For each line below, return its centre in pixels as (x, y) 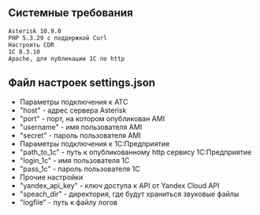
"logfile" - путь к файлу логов (69, 202)
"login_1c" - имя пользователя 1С (74, 160)
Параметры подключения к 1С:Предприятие (95, 143)
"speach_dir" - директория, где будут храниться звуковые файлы (129, 194)
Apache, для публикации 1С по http (67, 58)
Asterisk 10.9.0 (35, 31)
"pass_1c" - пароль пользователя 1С (80, 169)
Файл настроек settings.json (82, 83)
